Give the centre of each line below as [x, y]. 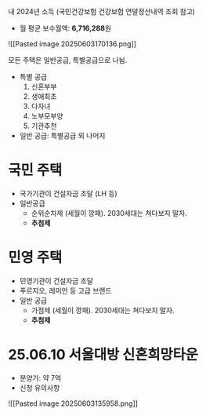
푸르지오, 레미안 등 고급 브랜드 [65, 290]
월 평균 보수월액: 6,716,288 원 [65, 28]
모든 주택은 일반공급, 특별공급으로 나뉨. [68, 60]
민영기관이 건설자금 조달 [56, 280]
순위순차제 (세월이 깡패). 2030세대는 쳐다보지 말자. [109, 213]
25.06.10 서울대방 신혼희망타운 [103, 355]
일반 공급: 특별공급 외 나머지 [62, 135]
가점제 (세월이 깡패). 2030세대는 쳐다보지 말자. [103, 310]
